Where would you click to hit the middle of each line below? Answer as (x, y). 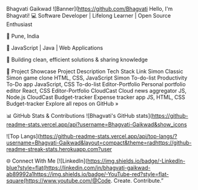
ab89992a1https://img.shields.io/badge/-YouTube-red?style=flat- (88, 174)
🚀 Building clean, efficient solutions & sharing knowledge (77, 59)
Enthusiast (19, 24)
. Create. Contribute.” (137, 181)
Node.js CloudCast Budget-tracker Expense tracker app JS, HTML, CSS (96, 97)
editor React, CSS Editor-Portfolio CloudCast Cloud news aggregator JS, (96, 91)
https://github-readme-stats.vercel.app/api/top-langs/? (108, 136)
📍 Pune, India (23, 36)
